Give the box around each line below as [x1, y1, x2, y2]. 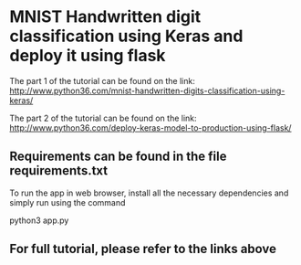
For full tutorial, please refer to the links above [9, 241, 276, 257]
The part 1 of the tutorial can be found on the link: [9, 75, 196, 86]
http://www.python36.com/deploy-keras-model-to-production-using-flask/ [9, 122, 292, 133]
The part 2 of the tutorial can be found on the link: [9, 112, 198, 123]
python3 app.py [9, 215, 69, 226]
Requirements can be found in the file [9, 149, 227, 164]
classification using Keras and [9, 26, 244, 47]
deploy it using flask [9, 46, 166, 66]
